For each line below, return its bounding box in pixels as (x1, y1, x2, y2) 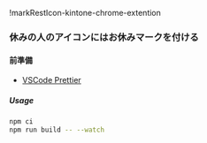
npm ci (9, 117, 34, 126)
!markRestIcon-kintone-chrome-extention (9, 8, 162, 18)
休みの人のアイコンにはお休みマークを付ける (9, 31, 199, 43)
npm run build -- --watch (9, 125, 104, 134)
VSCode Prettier (21, 75, 81, 86)
